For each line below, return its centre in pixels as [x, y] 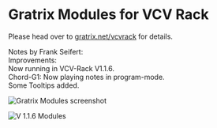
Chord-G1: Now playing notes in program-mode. [86, 77]
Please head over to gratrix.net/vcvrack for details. [91, 36]
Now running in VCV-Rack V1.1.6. [61, 68]
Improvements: [33, 60]
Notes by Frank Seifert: [46, 51]
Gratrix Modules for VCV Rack [108, 15]
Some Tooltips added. [44, 85]
